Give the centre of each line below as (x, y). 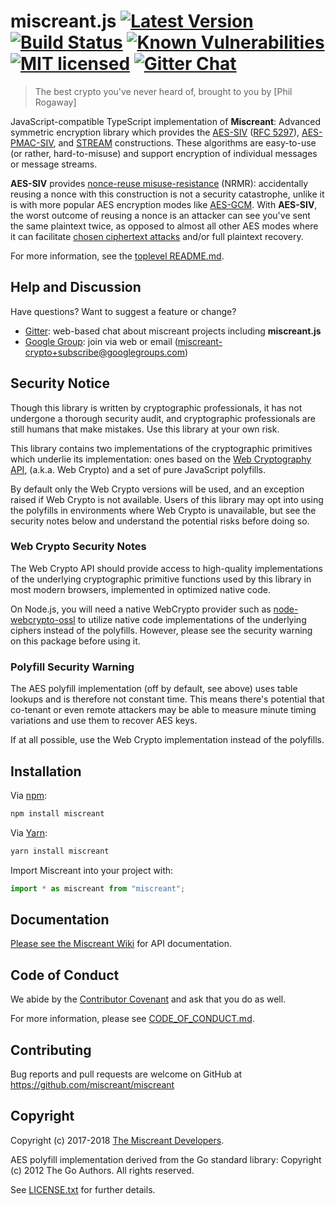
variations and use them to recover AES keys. (104, 721)
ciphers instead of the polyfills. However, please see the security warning (161, 630)
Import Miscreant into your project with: (92, 870)
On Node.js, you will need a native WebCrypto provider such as (141, 609)
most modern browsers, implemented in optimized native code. (140, 589)
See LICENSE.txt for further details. (83, 1189)
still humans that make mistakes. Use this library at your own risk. (145, 429)
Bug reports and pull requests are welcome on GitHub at (126, 1074)
